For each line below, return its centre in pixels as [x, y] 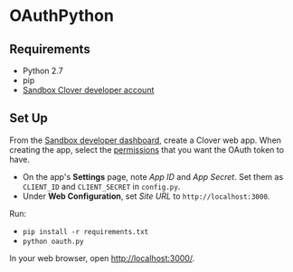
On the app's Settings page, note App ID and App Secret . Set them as [153, 176]
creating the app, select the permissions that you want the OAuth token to [147, 149]
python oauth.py [53, 241]
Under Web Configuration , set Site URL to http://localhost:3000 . [146, 196]
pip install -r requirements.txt [85, 231]
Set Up [28, 118]
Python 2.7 [43, 70]
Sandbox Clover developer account [88, 90]
